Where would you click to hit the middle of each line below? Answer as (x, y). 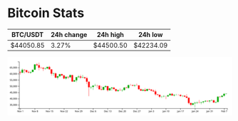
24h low (150, 35)
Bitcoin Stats (46, 13)
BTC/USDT (28, 35)
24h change (69, 35)
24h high (110, 35)
